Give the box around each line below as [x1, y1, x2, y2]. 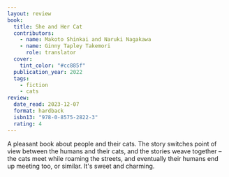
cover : [13, 56, 33, 63]
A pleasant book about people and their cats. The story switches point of [7, 139, 217, 148]
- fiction [20, 82, 49, 88]
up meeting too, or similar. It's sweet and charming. [7, 162, 155, 170]
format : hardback [13, 107, 64, 114]
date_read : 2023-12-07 [13, 101, 80, 108]
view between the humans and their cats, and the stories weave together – [7, 147, 222, 155]
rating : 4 [13, 120, 42, 128]
